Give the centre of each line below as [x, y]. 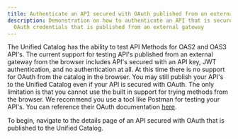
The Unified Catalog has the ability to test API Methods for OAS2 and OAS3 [117, 47]
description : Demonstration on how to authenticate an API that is [109, 20]
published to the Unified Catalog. [56, 128]
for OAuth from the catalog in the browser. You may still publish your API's [115, 77]
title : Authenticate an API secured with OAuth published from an [107, 14]
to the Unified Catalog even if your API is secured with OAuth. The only [111, 85]
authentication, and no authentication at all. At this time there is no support [116, 69]
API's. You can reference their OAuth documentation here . [92, 107]
